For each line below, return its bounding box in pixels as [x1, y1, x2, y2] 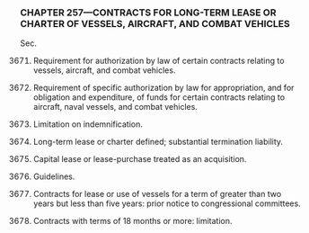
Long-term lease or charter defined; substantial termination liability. [32, 137, 283, 148]
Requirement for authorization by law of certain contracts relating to [32, 56, 285, 67]
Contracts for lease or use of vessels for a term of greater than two [32, 189, 282, 200]
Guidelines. [32, 171, 75, 182]
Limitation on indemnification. [32, 119, 144, 130]
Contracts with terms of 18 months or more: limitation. [32, 216, 233, 227]
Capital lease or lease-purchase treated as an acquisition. [32, 154, 247, 165]
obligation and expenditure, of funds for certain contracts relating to [32, 92, 286, 103]
